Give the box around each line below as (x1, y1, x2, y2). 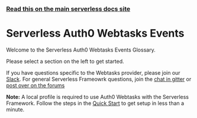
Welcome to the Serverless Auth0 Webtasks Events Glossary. (6, 46, 156, 53)
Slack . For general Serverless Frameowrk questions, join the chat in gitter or (6, 75, 192, 82)
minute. (6, 106, 25, 113)
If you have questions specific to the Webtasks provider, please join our (6, 69, 180, 76)
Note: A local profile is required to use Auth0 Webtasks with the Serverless (6, 93, 189, 100)
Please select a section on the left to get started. (6, 58, 124, 65)
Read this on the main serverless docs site (6, 5, 131, 13)
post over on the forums (6, 82, 65, 89)
